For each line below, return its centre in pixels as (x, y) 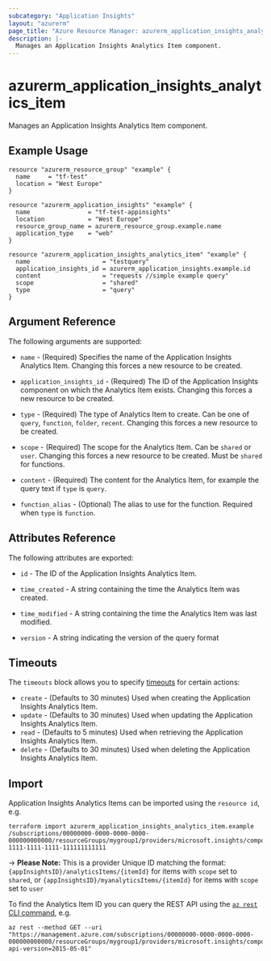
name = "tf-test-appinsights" (94, 212)
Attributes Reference (62, 538)
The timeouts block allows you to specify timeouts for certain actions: (124, 682)
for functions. (42, 464)
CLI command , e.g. (40, 913)
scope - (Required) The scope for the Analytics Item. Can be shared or (135, 447)
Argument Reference (62, 322)
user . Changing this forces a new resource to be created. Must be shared (141, 455)
